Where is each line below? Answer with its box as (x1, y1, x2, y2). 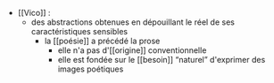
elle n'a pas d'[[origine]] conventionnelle (57, 45, 207, 56)
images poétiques (57, 64, 124, 74)
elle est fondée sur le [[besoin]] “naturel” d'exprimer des (57, 55, 266, 64)
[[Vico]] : (17, 8, 51, 18)
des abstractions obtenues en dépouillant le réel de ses (30, 17, 235, 27)
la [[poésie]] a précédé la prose (44, 35, 161, 46)
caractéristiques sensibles (30, 26, 128, 36)
